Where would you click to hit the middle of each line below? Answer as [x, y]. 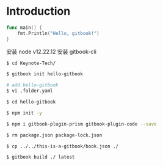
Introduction [38, 11]
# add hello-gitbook [33, 85]
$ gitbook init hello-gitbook [45, 74]
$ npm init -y [24, 113]
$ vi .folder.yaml [30, 91]
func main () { [24, 28]
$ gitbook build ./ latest [41, 157]
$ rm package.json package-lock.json [54, 135]
